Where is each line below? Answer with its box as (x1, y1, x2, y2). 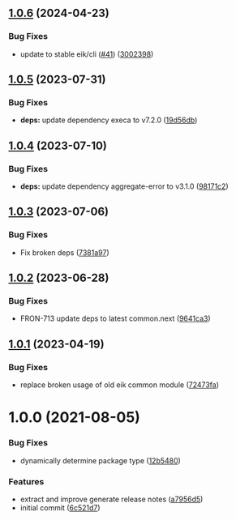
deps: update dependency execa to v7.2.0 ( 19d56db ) (19, 115, 198, 125)
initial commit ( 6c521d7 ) (19, 502, 101, 513)
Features (8, 475, 45, 487)
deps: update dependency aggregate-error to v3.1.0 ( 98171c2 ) (19, 181, 229, 191)
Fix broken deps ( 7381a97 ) (19, 247, 109, 258)
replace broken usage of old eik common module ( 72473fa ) (19, 380, 220, 390)
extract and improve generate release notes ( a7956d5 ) (19, 494, 204, 504)
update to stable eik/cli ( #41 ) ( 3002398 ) (19, 49, 154, 59)
